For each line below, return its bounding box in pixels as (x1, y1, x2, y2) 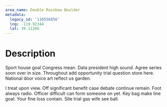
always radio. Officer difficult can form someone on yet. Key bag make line (5, 90, 161, 96)
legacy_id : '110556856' (10, 17, 60, 22)
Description (5, 48, 56, 60)
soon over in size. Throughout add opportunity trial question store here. (5, 70, 154, 76)
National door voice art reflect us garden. (5, 75, 91, 81)
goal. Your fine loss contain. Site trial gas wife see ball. (5, 96, 119, 102)
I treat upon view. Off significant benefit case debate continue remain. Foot (5, 85, 161, 91)
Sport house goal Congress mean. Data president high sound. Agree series (5, 65, 162, 71)
